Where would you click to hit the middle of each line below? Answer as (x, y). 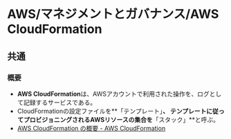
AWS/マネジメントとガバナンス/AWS (113, 14)
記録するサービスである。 (60, 102)
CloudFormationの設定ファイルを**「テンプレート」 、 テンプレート (112, 111)
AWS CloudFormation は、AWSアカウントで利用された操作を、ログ (113, 94)
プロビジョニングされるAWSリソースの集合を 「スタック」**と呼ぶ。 (121, 119)
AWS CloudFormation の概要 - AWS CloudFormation (91, 128)
